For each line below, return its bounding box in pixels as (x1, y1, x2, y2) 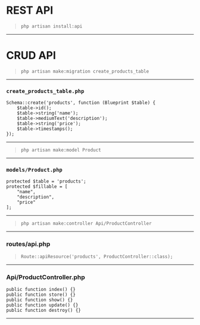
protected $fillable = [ (6, 184, 68, 190)
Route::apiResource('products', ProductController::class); (20, 253, 173, 259)
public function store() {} (6, 292, 76, 298)
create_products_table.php (6, 88, 85, 94)
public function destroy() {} (6, 308, 82, 314)
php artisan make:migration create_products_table (20, 68, 149, 75)
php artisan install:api (20, 23, 83, 29)
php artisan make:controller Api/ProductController (20, 221, 152, 227)
